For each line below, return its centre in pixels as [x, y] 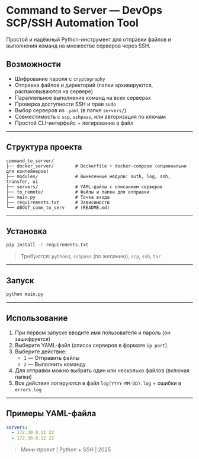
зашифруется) [33, 338]
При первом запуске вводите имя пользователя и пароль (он [92, 333]
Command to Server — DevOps [84, 10]
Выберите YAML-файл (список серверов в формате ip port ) [91, 345]
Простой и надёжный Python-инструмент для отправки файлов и [89, 39]
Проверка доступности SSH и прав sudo [65, 104]
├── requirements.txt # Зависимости [58, 202]
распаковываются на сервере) [54, 91]
